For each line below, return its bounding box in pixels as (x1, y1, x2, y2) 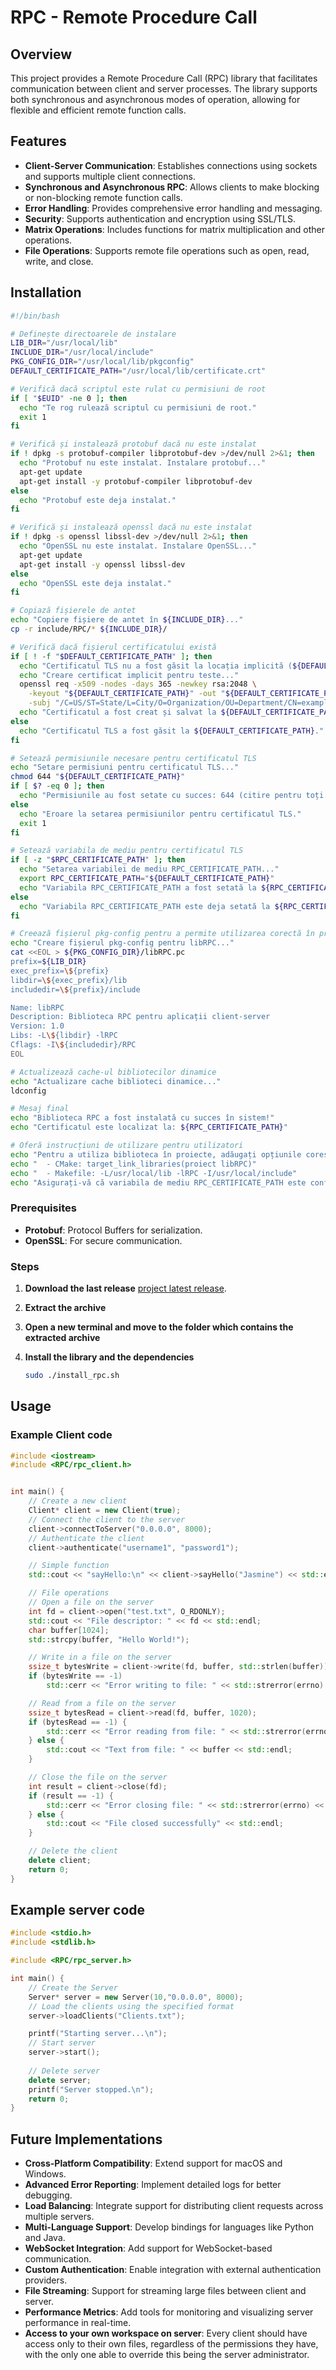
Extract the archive (24, 1301, 107, 1313)
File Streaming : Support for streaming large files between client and (24, 2285, 307, 2297)
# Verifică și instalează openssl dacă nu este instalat (10, 522, 253, 533)
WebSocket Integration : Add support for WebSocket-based (24, 2242, 273, 2255)
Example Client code (10, 1428, 113, 1442)
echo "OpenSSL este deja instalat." (19, 578, 172, 588)
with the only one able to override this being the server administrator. (24, 2349, 310, 2361)
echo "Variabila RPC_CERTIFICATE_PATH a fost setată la (19, 882, 257, 893)
